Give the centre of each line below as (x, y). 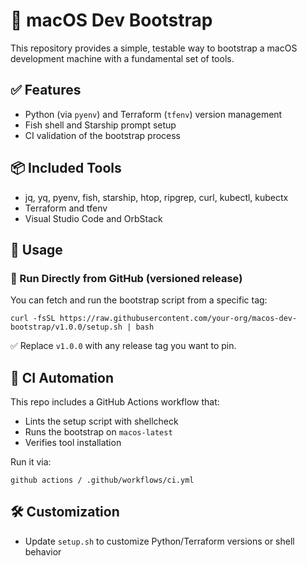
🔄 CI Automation (62, 377)
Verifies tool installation (73, 443)
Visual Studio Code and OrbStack (93, 218)
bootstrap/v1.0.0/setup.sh (66, 327)
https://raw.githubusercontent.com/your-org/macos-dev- (178, 319)
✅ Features (46, 90)
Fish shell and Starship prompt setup (100, 125)
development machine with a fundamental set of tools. (122, 58)
